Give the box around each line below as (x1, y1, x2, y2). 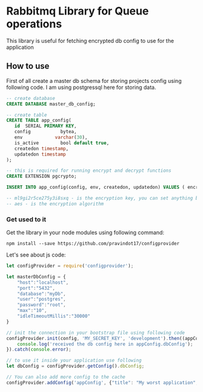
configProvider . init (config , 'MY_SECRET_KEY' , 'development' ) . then (6, 335, 180, 341)
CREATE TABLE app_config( (6, 117, 71, 123)
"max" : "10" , (17, 307, 47, 314)
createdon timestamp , (14, 145, 69, 152)
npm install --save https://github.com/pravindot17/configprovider (6, 241, 180, 247)
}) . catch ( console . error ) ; (6, 347, 71, 353)
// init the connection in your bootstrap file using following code (6, 330, 185, 336)
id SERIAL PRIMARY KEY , (14, 123, 77, 129)
